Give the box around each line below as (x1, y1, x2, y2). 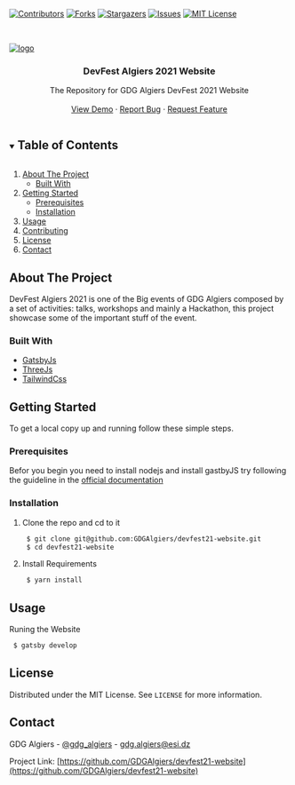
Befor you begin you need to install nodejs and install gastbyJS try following (9, 465, 287, 476)
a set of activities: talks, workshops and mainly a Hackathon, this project (9, 303, 275, 313)
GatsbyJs (21, 355, 57, 366)
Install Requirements (21, 559, 98, 569)
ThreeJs (21, 364, 53, 375)
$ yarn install (26, 575, 83, 585)
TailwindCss (21, 374, 68, 385)
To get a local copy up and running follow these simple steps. (9, 423, 234, 434)
